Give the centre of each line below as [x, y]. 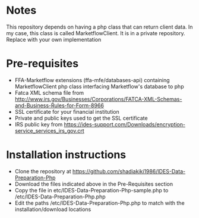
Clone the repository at [43, 171]
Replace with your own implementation [54, 39]
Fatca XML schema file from [49, 92]
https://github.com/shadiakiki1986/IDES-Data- [129, 171]
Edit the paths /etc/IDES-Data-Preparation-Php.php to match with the [100, 203]
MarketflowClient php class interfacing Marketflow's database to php [99, 86]
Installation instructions [66, 155]
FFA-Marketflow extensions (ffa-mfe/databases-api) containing [92, 80]
